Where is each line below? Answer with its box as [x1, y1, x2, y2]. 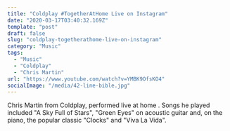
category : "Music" [7, 43, 61, 50]
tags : [7, 50, 23, 57]
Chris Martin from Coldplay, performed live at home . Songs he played [7, 101, 210, 109]
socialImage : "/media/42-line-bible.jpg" [7, 82, 131, 89]
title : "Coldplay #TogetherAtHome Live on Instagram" [7, 10, 169, 18]
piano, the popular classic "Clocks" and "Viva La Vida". [7, 116, 167, 125]
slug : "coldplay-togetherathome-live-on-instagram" [7, 36, 162, 43]
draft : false [7, 29, 46, 37]
